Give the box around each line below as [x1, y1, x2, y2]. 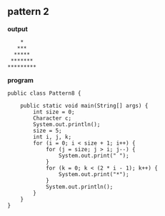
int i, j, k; [33, 133, 72, 140]
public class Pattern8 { [7, 89, 81, 97]
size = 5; [33, 127, 62, 134]
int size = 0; [33, 108, 75, 115]
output [7, 24, 29, 33]
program [7, 76, 34, 84]
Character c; [33, 114, 72, 122]
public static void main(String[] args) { [20, 102, 149, 109]
